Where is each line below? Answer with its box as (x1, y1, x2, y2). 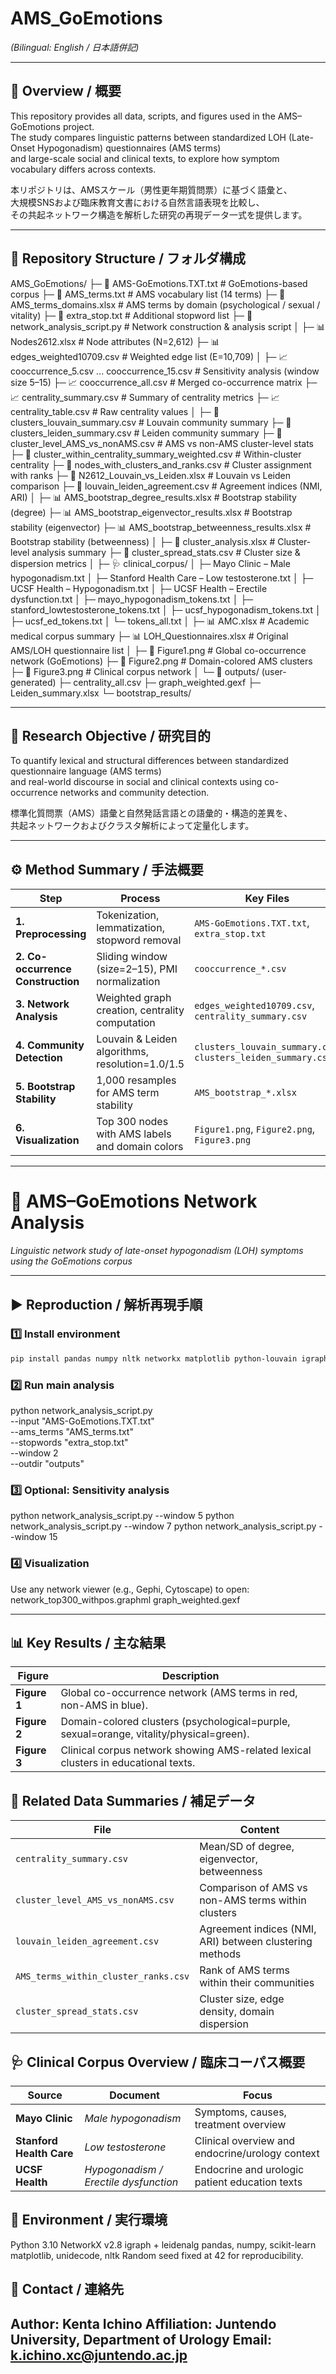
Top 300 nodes (96, 1115, 169, 1129)
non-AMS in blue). (60, 1698, 148, 1712)
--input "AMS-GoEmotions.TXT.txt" (10, 1415, 155, 1427)
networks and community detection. (59, 787, 210, 799)
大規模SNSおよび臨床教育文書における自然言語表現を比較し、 (10, 196, 265, 208)
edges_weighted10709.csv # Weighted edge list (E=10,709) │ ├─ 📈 (10, 350, 288, 362)
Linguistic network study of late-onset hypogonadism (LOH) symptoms (10, 1245, 304, 1257)
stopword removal (96, 933, 182, 947)
